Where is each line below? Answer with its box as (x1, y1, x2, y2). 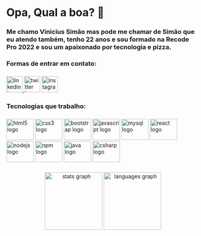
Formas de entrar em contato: (6, 60, 97, 68)
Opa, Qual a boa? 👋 (6, 6, 105, 20)
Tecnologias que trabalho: (6, 101, 86, 110)
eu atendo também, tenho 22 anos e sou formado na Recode (6, 35, 189, 44)
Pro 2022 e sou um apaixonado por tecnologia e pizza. (6, 43, 172, 52)
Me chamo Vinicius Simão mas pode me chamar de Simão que (6, 28, 195, 36)
